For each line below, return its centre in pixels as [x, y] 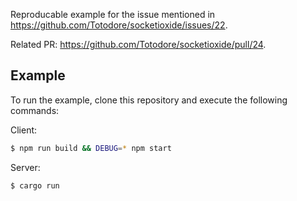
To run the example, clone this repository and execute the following [149, 100]
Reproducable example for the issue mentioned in [113, 14]
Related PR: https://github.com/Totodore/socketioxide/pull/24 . [138, 44]
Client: [24, 130]
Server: [25, 167]
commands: [35, 110]
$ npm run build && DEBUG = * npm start [91, 148]
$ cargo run [35, 185]
